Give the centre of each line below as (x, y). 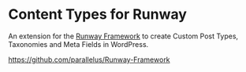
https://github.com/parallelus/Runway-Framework (89, 59)
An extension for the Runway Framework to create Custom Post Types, (123, 36)
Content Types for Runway (98, 14)
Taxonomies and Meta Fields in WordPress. (78, 44)
